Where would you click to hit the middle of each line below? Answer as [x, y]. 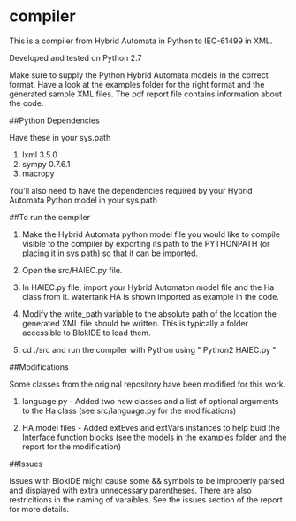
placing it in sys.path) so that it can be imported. [110, 253]
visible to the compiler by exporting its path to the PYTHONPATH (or [146, 243]
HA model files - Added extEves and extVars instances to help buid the [151, 427]
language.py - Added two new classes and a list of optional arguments [150, 401]
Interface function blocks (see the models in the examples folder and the [154, 437]
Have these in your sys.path [60, 137]
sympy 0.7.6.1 [46, 164]
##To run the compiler [50, 217]
